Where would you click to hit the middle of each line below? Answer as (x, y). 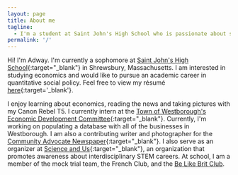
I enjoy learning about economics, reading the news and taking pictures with (119, 104)
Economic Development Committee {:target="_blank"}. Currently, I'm (107, 119)
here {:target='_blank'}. (40, 90)
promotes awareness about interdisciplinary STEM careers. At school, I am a (119, 157)
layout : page (27, 14)
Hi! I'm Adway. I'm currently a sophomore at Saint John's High (98, 60)
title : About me (31, 20)
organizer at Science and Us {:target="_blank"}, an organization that (106, 149)
